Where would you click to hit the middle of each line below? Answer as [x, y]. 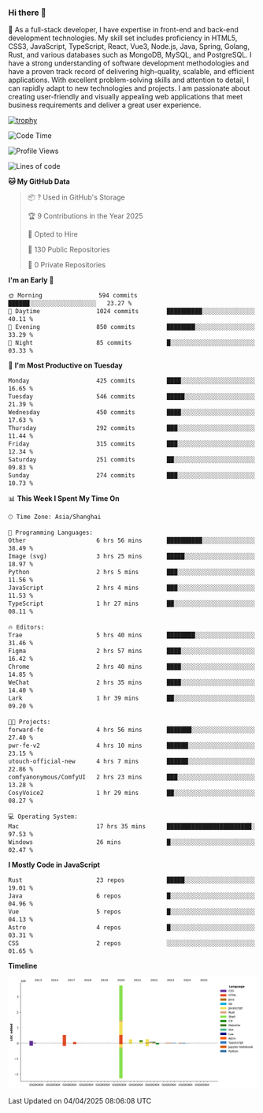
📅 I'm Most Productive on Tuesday [66, 365]
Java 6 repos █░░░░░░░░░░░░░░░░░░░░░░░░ [132, 896]
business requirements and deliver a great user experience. [105, 105]
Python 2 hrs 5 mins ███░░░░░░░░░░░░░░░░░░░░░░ [132, 572]
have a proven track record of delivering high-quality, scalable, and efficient [131, 72]
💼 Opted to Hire [53, 234]
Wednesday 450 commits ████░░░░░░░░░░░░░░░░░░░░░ [132, 413]
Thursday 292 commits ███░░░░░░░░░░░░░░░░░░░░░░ [132, 428]
